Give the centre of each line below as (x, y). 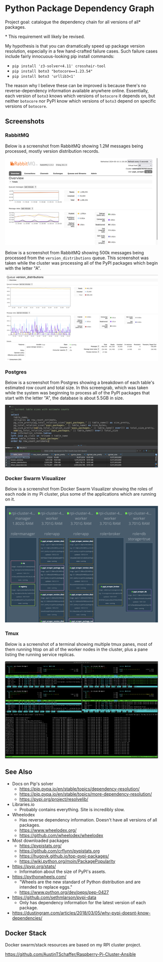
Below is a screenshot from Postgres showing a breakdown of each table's (80, 383)
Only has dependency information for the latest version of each (83, 902)
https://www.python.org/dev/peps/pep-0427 (64, 892)
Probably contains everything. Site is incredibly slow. (72, 809)
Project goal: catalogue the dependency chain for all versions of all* (73, 22)
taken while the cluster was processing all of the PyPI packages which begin (81, 263)
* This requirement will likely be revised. (45, 36)
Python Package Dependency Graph (80, 9)
